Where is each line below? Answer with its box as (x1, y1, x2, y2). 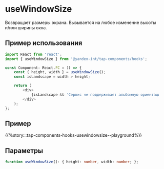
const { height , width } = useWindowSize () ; (14, 70, 106, 75)
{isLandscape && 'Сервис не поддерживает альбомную (31, 92, 139, 97)
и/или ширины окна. (5, 24, 47, 30)
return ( (14, 83, 32, 88)
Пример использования (5, 39, 82, 47)
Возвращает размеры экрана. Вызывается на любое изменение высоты (5, 20, 156, 25)
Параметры (5, 147, 43, 155)
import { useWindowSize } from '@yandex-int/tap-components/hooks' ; (5, 56, 147, 62)
